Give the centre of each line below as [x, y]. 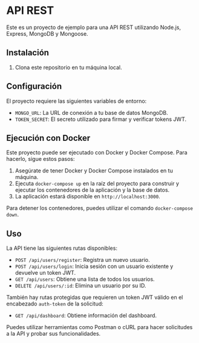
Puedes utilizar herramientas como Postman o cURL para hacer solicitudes [99, 327]
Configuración [34, 86]
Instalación [28, 53]
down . [13, 215]
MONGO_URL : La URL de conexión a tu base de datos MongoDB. [91, 113]
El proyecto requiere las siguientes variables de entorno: [77, 101]
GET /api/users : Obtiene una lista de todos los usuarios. [85, 279]
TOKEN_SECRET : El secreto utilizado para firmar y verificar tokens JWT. [100, 119]
